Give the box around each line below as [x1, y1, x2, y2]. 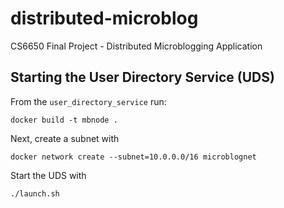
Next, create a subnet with [10, 132, 120, 144]
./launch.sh [10, 188, 60, 199]
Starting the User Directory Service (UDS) [10, 69, 275, 86]
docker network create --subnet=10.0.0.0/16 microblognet [10, 152, 257, 162]
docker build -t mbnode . [10, 115, 118, 125]
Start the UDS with [10, 169, 87, 181]
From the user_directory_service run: [10, 95, 167, 107]
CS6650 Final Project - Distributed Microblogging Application [10, 40, 263, 52]
